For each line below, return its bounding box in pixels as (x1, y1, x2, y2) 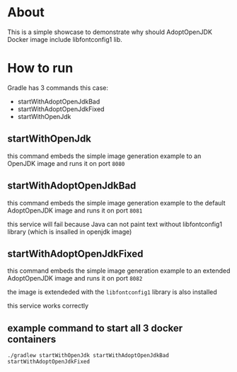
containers (7, 333, 57, 345)
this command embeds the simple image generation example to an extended (7, 266, 231, 275)
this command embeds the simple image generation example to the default (7, 198, 226, 207)
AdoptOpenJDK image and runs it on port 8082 (7, 274, 143, 283)
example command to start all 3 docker (7, 322, 183, 334)
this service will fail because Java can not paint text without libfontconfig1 (7, 220, 223, 228)
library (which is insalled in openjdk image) (7, 227, 132, 236)
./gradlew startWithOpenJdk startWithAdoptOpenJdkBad (7, 352, 170, 359)
